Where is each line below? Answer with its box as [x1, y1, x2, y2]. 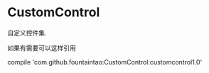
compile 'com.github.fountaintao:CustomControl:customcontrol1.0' [7, 57, 203, 66]
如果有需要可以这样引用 [7, 43, 76, 52]
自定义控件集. [7, 28, 48, 37]
